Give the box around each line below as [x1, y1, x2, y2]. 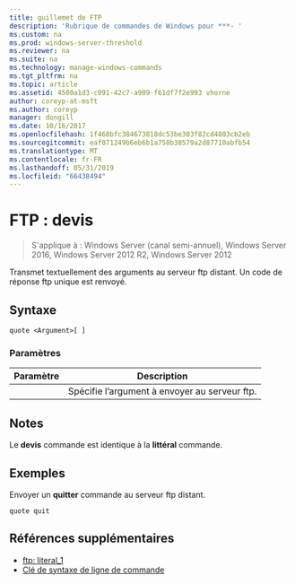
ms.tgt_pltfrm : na [9, 72, 78, 81]
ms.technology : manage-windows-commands [9, 64, 163, 73]
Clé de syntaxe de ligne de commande [22, 564, 165, 575]
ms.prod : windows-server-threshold [9, 38, 143, 48]
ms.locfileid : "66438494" [9, 171, 106, 180]
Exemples [9, 466, 65, 481]
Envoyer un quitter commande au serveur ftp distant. [9, 489, 206, 500]
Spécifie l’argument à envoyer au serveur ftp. [67, 385, 257, 397]
